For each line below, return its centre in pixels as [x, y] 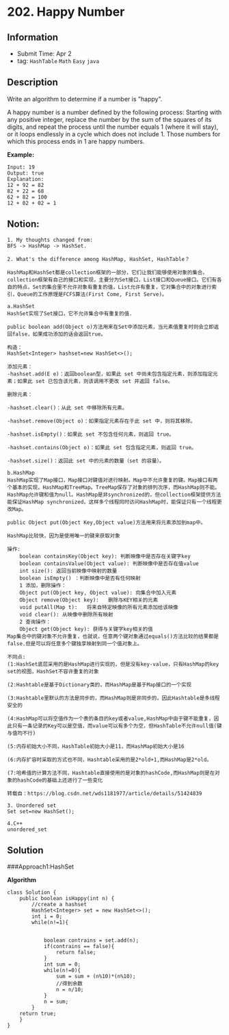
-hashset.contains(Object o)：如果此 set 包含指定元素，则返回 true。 [102, 447]
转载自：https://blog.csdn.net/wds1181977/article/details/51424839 [105, 793]
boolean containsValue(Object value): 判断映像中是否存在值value [109, 563]
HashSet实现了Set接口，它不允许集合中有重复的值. [70, 313]
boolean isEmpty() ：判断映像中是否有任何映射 [80, 578]
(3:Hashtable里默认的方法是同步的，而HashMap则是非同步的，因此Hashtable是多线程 [113, 698]
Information [33, 37]
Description [32, 83]
